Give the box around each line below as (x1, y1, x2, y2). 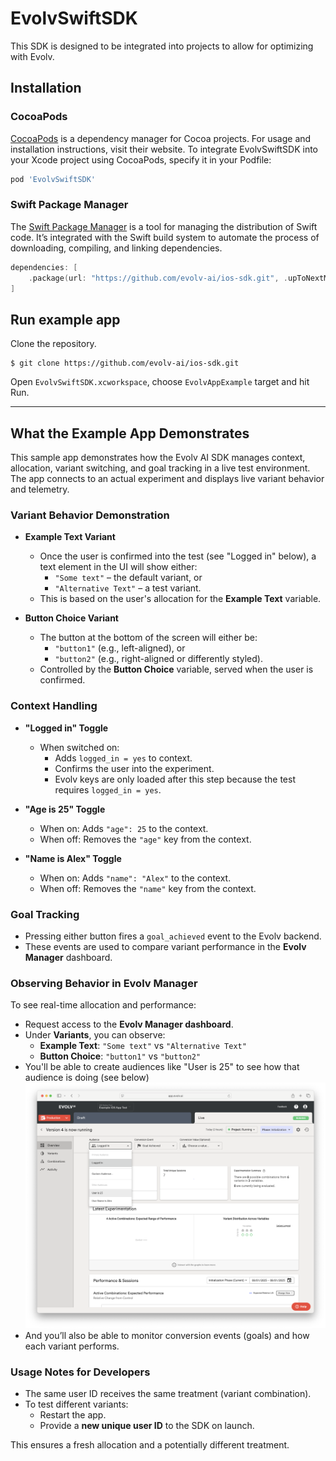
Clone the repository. (10, 338, 97, 350)
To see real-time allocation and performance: (10, 999, 197, 1011)
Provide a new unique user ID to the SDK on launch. (39, 1420, 255, 1432)
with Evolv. (10, 50, 55, 62)
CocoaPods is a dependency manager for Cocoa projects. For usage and (10, 132, 312, 144)
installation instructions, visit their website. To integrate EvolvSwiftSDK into (10, 143, 319, 155)
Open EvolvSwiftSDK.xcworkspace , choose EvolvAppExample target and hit (10, 376, 310, 388)
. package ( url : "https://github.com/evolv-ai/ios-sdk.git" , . (28, 273, 288, 283)
